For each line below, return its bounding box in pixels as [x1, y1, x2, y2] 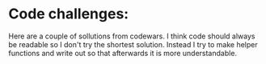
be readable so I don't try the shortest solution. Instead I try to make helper [8, 39, 259, 49]
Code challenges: [8, 5, 129, 23]
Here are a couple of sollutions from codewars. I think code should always [8, 31, 255, 41]
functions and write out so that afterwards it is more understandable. [8, 48, 237, 58]
